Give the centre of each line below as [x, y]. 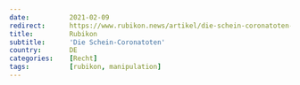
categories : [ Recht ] [54, 58]
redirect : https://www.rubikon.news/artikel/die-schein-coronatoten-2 [153, 26]
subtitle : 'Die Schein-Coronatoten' [87, 42]
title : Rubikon [54, 34]
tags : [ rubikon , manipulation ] [86, 67]
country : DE [43, 50]
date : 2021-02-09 [59, 17]
